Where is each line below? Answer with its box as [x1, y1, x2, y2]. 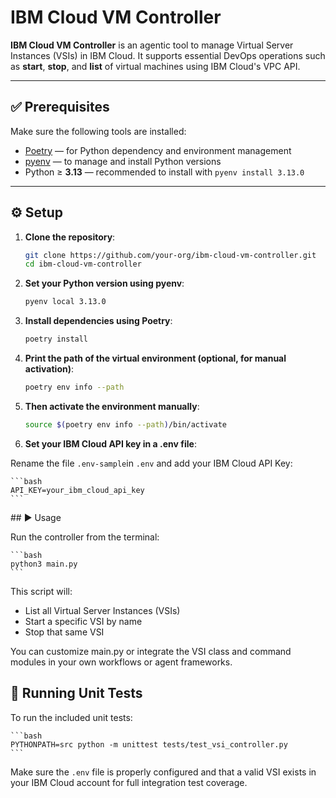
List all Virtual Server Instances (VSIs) [24, 604, 181, 616]
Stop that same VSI [24, 626, 105, 638]
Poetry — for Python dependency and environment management [24, 144, 292, 156]
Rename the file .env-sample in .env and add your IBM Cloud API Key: [10, 457, 293, 469]
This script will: [10, 585, 73, 597]
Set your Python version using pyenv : [24, 277, 185, 290]
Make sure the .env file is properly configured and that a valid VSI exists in [10, 766, 317, 778]
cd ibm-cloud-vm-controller [24, 259, 142, 270]
